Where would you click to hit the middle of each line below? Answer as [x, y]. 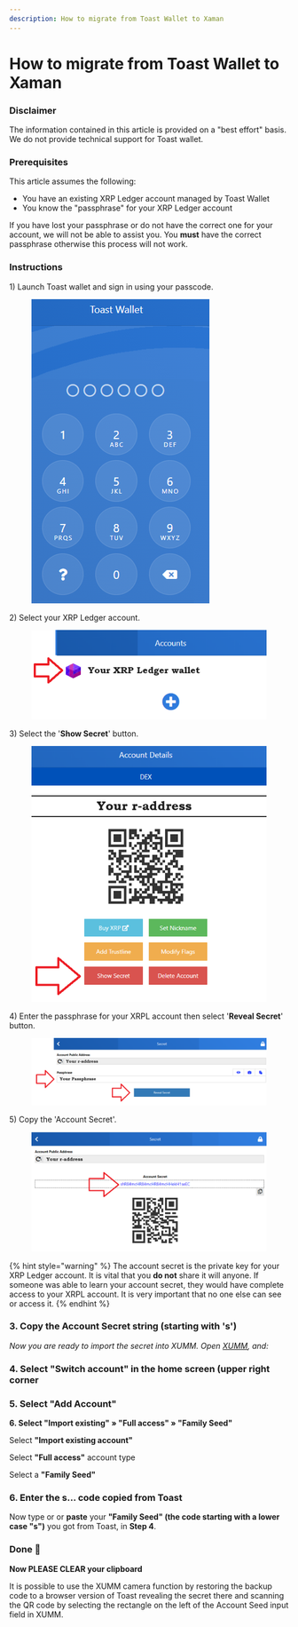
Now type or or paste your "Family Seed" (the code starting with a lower [145, 1517]
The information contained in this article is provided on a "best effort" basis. [148, 130]
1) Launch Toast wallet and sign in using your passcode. [111, 286]
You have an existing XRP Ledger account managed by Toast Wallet [146, 199]
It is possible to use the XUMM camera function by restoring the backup [141, 1586]
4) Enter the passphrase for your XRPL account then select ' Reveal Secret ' [146, 1016]
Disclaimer [33, 110]
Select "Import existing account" [71, 1440]
